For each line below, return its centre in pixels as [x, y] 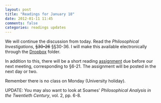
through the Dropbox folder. [33, 52]
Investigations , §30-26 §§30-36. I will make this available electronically [76, 47]
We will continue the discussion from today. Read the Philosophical [72, 41]
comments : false [21, 23]
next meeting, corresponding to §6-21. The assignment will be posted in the [80, 67]
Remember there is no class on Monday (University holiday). [65, 81]
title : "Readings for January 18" [40, 14]
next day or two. [21, 71]
